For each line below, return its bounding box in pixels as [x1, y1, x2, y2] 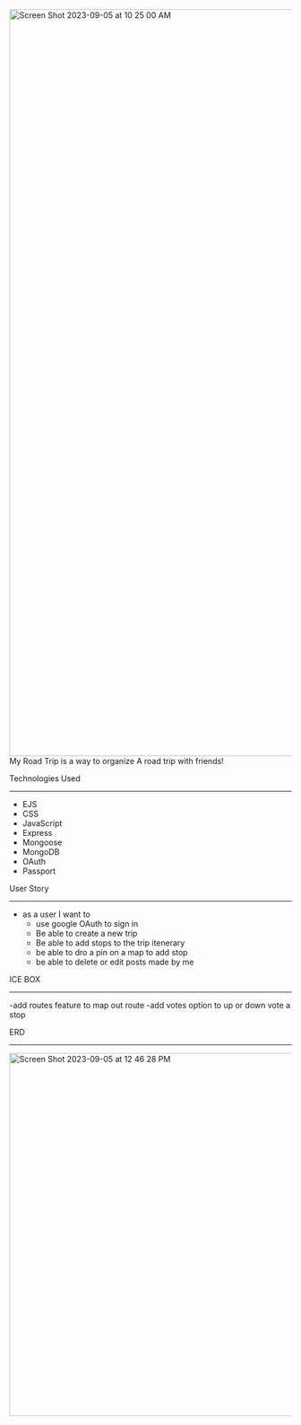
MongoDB [21, 847, 60, 857]
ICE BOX [9, 974, 41, 984]
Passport [21, 866, 56, 876]
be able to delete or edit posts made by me [35, 956, 194, 967]
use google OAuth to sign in [35, 919, 139, 928]
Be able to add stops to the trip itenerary [35, 937, 185, 948]
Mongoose [21, 837, 63, 848]
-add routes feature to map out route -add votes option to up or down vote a [9, 1000, 291, 1010]
